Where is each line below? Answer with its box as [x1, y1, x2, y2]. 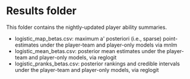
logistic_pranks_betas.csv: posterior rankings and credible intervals [14, 60, 180, 67]
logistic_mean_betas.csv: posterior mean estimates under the [14, 47, 166, 54]
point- [163, 35, 178, 42]
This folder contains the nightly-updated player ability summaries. [6, 24, 167, 31]
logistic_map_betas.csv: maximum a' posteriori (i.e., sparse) [14, 35, 162, 42]
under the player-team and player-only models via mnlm [40, 41, 178, 48]
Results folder [6, 4, 77, 18]
